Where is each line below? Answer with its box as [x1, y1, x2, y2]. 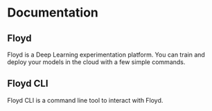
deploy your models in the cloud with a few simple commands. [7, 58, 186, 66]
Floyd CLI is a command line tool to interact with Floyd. [7, 96, 164, 104]
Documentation [7, 5, 99, 21]
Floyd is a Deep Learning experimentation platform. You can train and [7, 50, 206, 59]
